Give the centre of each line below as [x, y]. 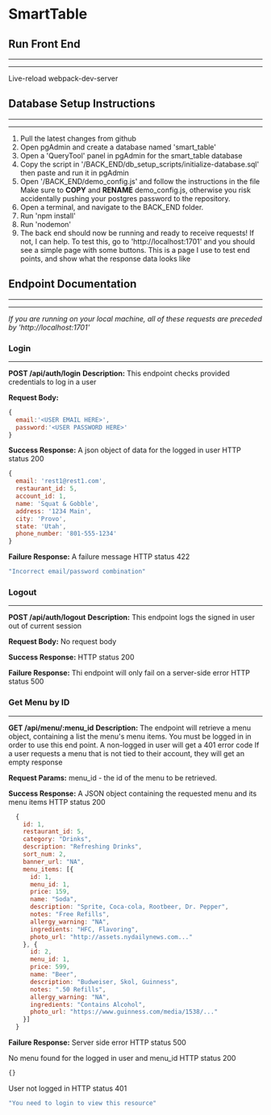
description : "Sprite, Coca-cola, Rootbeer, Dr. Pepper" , [129, 907]
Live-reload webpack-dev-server [63, 78]
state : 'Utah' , [41, 526]
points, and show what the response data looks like [105, 259]
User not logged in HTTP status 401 [68, 1088]
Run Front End [44, 44]
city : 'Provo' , [41, 519]
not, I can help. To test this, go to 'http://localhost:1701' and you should [138, 241]
